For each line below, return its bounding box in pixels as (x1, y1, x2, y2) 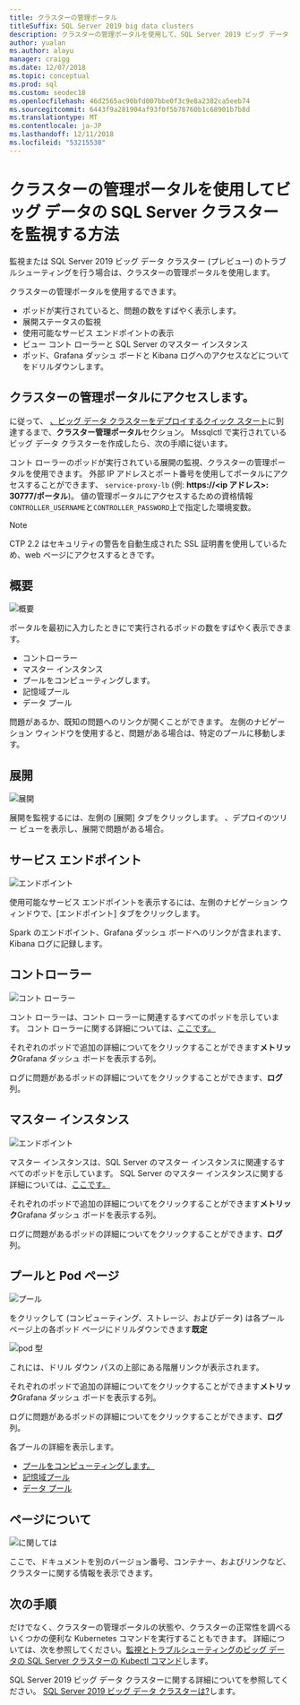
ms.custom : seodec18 (9, 88, 87, 97)
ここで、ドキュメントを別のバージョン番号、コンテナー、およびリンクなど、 (9, 1556, 291, 1567)
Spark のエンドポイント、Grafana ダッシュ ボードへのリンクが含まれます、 (9, 927, 287, 938)
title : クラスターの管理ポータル (9, 13, 118, 22)
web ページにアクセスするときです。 (24, 549, 159, 560)
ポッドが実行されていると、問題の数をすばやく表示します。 (21, 305, 242, 316)
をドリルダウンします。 (21, 360, 109, 372)
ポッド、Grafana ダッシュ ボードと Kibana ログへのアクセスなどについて (21, 350, 290, 360)
